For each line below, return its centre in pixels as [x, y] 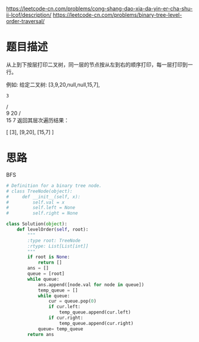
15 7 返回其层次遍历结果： [38, 120]
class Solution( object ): [37, 224]
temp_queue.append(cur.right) [96, 323]
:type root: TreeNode [54, 240]
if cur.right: [66, 318]
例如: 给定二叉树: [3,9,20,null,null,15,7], [53, 84]
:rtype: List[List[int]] [58, 246]
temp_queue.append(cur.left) [95, 312]
